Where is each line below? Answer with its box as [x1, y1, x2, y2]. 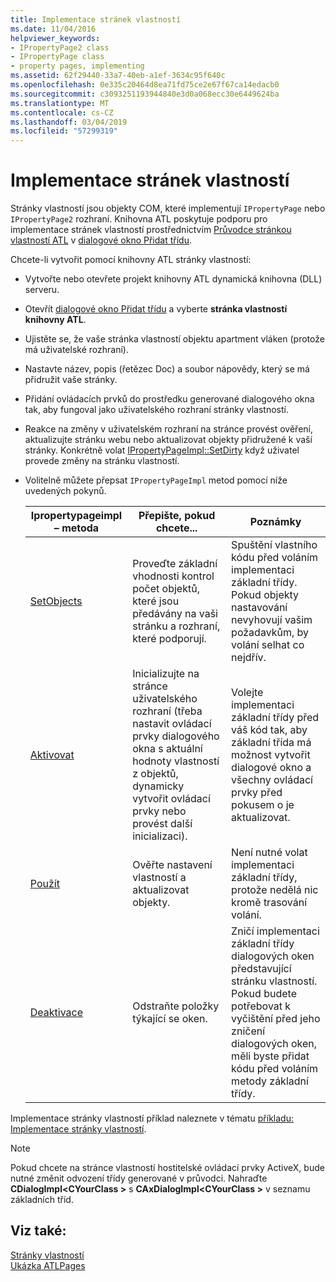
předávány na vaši [132, 607, 218, 621]
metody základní [231, 1074, 309, 1088]
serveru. [24, 284, 60, 296]
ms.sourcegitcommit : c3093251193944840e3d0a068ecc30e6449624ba [10, 89, 280, 99]
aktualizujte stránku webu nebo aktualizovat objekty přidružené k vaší [24, 434, 313, 446]
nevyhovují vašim [231, 613, 313, 627]
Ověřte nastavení [132, 858, 213, 872]
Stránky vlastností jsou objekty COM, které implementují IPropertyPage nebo [10, 202, 326, 215]
